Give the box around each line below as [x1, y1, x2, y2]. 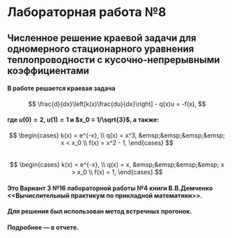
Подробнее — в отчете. [7, 223, 79, 231]
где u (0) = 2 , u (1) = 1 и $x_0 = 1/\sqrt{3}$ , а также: [7, 116, 160, 124]
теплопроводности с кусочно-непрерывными [7, 54, 221, 66]
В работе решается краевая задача [7, 84, 116, 93]
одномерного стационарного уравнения [7, 43, 194, 54]
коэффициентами [7, 64, 89, 77]
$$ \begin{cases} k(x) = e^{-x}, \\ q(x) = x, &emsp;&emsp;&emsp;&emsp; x [9, 160, 225, 168]
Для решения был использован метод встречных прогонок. [7, 207, 192, 216]
